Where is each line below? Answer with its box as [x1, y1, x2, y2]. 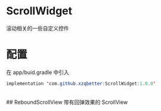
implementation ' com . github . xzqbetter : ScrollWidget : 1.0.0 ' [6, 81, 156, 87]
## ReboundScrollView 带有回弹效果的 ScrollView [6, 98, 128, 106]
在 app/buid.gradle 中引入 [6, 69, 70, 76]
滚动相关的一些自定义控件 [6, 24, 69, 32]
